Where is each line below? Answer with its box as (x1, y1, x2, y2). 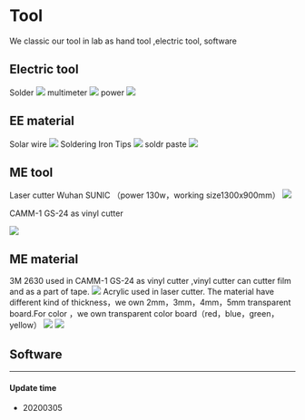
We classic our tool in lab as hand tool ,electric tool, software (9, 35, 238, 46)
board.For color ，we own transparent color (9, 308, 173, 319)
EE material (9, 113, 75, 129)
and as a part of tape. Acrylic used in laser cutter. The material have (9, 287, 275, 298)
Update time (9, 382, 57, 393)
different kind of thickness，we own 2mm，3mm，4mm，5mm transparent (9, 297, 291, 308)
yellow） (9, 319, 43, 331)
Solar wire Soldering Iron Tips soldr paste (9, 138, 188, 150)
